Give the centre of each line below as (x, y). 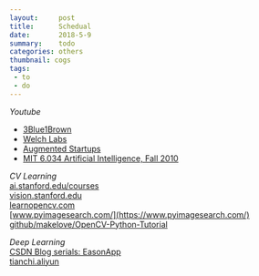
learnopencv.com (42, 205)
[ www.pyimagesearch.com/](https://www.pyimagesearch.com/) (129, 214)
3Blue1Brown (47, 129)
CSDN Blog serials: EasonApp (65, 251)
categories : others (47, 52)
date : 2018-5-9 (51, 35)
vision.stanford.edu (46, 195)
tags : (20, 69)
